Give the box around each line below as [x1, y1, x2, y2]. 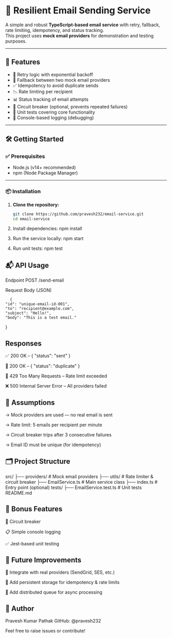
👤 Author [5, 604, 34, 613]
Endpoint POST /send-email [5, 277, 64, 283]
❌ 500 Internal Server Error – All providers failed [5, 383, 107, 389]
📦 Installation [5, 188, 41, 195]
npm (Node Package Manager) [12, 170, 78, 176]
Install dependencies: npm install [12, 226, 82, 232]
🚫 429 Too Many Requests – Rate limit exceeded [5, 373, 107, 379]
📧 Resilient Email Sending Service [5, 5, 151, 16]
